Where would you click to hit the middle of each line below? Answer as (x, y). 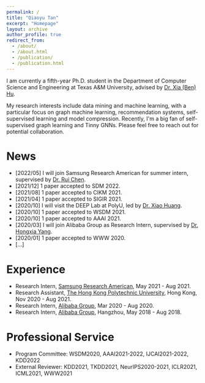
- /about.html (30, 52)
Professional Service (60, 337)
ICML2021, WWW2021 (43, 373)
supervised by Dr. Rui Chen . (50, 180)
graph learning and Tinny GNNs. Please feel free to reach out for (117, 125)
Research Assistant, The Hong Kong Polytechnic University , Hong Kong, (106, 293)
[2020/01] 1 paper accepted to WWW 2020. (70, 238)
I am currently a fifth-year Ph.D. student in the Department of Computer (96, 81)
